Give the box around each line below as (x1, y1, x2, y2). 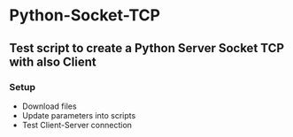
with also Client (9, 54, 97, 69)
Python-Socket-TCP (9, 5, 161, 26)
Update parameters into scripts (21, 110, 136, 120)
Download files (21, 101, 77, 111)
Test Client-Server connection (21, 119, 133, 130)
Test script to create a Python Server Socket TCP (9, 41, 285, 56)
